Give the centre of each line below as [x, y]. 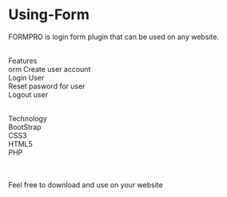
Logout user [28, 94]
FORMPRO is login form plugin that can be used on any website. [114, 37]
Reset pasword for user [47, 86]
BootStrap [25, 127]
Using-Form [49, 15]
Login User [26, 77]
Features [23, 61]
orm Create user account [50, 69]
